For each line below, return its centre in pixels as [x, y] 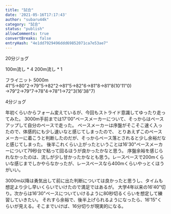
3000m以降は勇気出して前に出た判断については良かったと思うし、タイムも [84, 180]
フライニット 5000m [27, 80]
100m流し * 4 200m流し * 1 [34, 69]
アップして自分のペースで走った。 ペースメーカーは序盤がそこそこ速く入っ [84, 125]
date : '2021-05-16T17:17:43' [36, 15]
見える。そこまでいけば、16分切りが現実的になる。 [72, 206]
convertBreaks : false [28, 39]
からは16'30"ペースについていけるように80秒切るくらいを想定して [88, 193]
